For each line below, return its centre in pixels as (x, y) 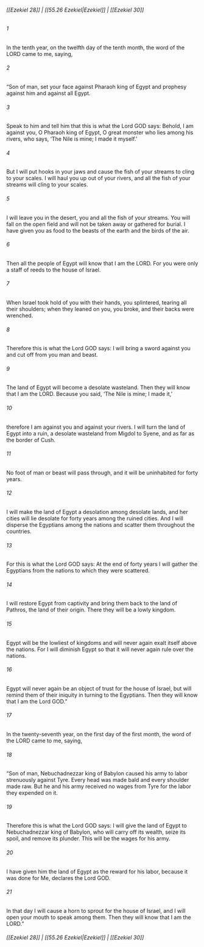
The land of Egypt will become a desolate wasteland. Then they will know (98, 387)
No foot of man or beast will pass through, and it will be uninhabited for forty (102, 473)
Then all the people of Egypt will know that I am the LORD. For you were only (102, 263)
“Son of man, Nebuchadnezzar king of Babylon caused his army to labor (97, 773)
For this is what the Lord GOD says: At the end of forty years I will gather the (102, 564)
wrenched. (20, 315)
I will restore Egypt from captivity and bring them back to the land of (92, 604)
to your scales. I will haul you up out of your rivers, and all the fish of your (98, 178)
